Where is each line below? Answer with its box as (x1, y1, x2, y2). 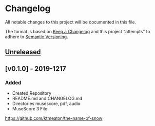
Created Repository (12, 90, 52, 96)
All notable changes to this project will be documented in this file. (5, 19, 136, 25)
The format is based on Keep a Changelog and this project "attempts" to (5, 28, 150, 34)
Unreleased (5, 48, 41, 56)
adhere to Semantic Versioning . (5, 34, 68, 40)
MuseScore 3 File (12, 106, 48, 112)
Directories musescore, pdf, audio (12, 101, 80, 106)
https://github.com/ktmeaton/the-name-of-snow (5, 115, 103, 121)
